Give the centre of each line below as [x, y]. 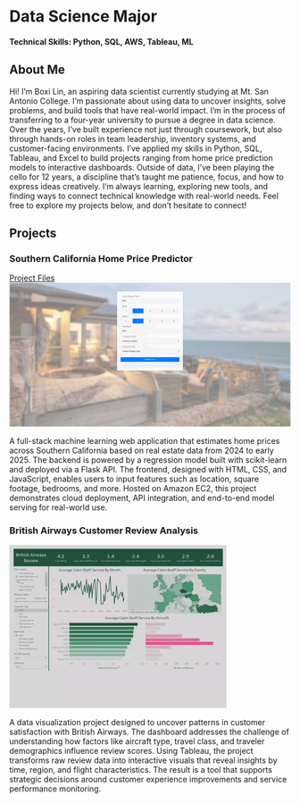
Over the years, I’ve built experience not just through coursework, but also [146, 129]
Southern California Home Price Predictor [101, 258]
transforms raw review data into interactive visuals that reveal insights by [144, 760]
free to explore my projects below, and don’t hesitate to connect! [128, 205]
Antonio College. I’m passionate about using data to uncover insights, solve [148, 101]
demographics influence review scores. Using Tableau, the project [131, 751]
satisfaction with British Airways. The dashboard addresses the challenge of [150, 732]
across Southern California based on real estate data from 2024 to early [142, 451]
